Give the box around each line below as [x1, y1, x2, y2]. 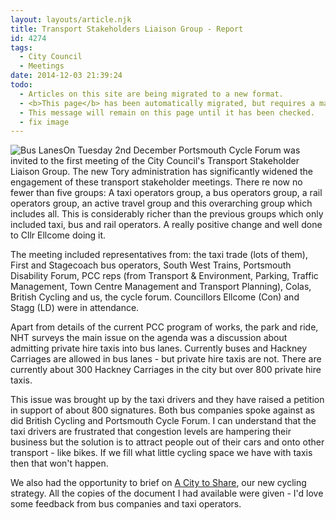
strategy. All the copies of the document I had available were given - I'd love [10, 487, 324, 500]
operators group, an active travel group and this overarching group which [10, 197, 313, 210]
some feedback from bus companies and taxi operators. [10, 498, 242, 510]
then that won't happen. [10, 457, 109, 470]
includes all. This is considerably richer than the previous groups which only [10, 208, 324, 220]
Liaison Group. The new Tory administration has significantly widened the [10, 166, 314, 178]
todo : [10, 80, 33, 90]
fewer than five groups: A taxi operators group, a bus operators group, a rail [10, 187, 323, 199]
